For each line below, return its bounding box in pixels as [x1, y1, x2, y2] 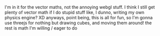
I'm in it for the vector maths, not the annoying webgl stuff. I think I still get [4, 4, 155, 10]
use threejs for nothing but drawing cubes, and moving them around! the [4, 20, 152, 26]
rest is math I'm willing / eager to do [4, 25, 77, 31]
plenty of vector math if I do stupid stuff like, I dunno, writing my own [4, 9, 145, 15]
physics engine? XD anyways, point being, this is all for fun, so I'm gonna [4, 15, 153, 20]
